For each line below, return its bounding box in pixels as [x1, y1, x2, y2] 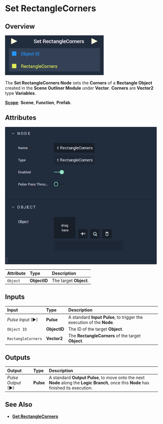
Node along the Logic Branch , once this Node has [49, 380, 149, 386]
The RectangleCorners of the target [68, 333, 141, 339]
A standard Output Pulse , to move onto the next [49, 375, 145, 381]
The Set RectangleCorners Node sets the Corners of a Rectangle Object [5, 80, 152, 85]
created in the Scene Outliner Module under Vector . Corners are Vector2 [5, 85, 154, 91]
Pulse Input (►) [7, 317, 38, 323]
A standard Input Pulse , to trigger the [68, 314, 143, 320]
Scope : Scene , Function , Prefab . [5, 100, 72, 105]
